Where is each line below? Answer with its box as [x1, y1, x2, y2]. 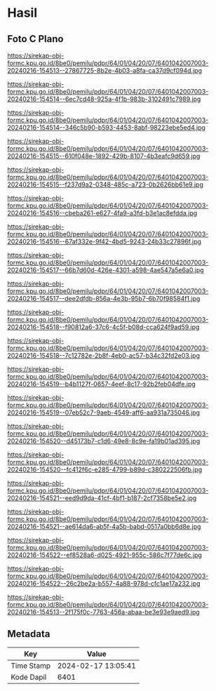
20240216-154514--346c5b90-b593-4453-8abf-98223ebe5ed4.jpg [7, 123, 205, 131]
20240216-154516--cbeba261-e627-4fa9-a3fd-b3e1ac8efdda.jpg [7, 209, 198, 217]
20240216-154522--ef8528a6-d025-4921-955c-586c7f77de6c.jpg [7, 551, 202, 559]
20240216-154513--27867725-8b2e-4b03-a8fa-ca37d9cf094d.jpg [7, 67, 202, 74]
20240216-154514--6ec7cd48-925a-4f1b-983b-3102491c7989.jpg [7, 95, 201, 103]
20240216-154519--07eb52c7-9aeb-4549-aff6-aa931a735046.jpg [7, 408, 201, 417]
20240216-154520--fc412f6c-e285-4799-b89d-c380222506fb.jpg [7, 465, 203, 474]
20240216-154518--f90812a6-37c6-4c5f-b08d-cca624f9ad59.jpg [7, 323, 200, 331]
